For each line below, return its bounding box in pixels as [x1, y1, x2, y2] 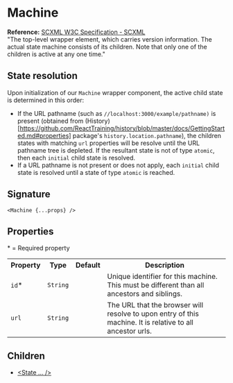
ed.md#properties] [17, 131, 71, 139]
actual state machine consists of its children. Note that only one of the [7, 42, 207, 51]
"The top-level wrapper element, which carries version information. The [7, 35, 213, 43]
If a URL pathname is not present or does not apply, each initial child [17, 161, 220, 169]
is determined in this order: [7, 96, 85, 104]
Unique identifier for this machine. [107, 272, 218, 282]
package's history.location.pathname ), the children [72, 131, 222, 139]
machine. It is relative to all [107, 318, 194, 327]
